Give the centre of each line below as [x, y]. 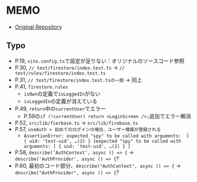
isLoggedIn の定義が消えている [60, 101]
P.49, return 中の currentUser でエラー [60, 109]
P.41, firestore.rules [41, 87]
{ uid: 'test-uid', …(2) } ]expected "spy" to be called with [102, 141]
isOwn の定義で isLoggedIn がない [62, 94]
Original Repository [38, 27]
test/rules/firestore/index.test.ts [60, 73]
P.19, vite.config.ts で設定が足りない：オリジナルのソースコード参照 [99, 61]
